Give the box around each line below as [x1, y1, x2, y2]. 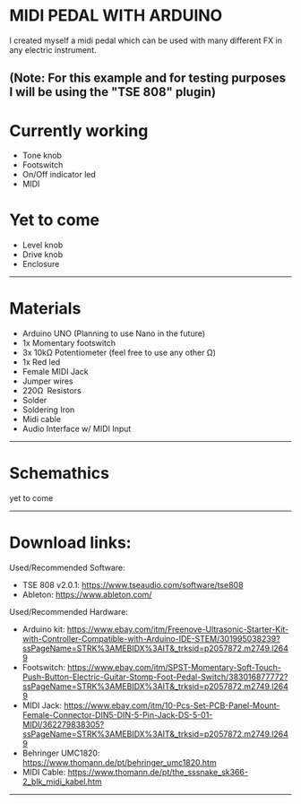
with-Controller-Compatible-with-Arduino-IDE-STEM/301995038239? [21, 634, 280, 644]
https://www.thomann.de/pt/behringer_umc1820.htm [21, 757, 217, 768]
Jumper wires [21, 376, 73, 386]
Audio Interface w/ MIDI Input [21, 423, 132, 435]
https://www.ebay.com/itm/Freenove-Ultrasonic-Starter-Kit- [66, 624, 289, 635]
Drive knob [21, 249, 64, 260]
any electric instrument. [9, 44, 97, 55]
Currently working [9, 120, 149, 141]
